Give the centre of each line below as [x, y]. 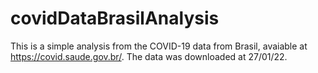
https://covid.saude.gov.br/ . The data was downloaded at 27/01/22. [149, 56]
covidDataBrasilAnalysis [115, 18]
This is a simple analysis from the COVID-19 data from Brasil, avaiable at [159, 46]
